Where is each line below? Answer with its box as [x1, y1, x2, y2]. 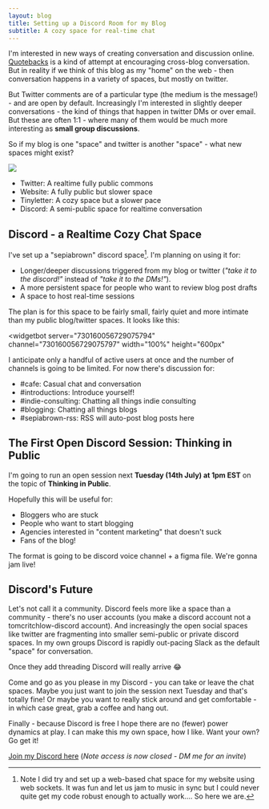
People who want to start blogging [19, 518, 134, 528]
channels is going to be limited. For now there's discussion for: [8, 363, 215, 373]
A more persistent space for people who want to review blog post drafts [19, 283, 258, 292]
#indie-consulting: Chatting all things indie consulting [19, 396, 196, 405]
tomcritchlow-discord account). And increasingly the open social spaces [8, 621, 248, 631]
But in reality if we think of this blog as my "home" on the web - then [8, 66, 235, 75]
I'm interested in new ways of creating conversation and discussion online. [8, 49, 255, 59]
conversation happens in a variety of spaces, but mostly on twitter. [8, 74, 229, 84]
